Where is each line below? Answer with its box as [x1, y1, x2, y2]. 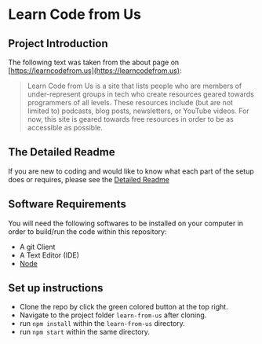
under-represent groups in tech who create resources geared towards [27, 90, 255, 99]
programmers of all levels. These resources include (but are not [27, 98, 234, 107]
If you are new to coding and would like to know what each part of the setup [8, 167, 255, 176]
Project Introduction [8, 37, 108, 50]
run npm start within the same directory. [19, 328, 151, 337]
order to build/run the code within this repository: [8, 226, 167, 236]
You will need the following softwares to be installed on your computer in [8, 218, 244, 228]
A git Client [19, 242, 56, 251]
